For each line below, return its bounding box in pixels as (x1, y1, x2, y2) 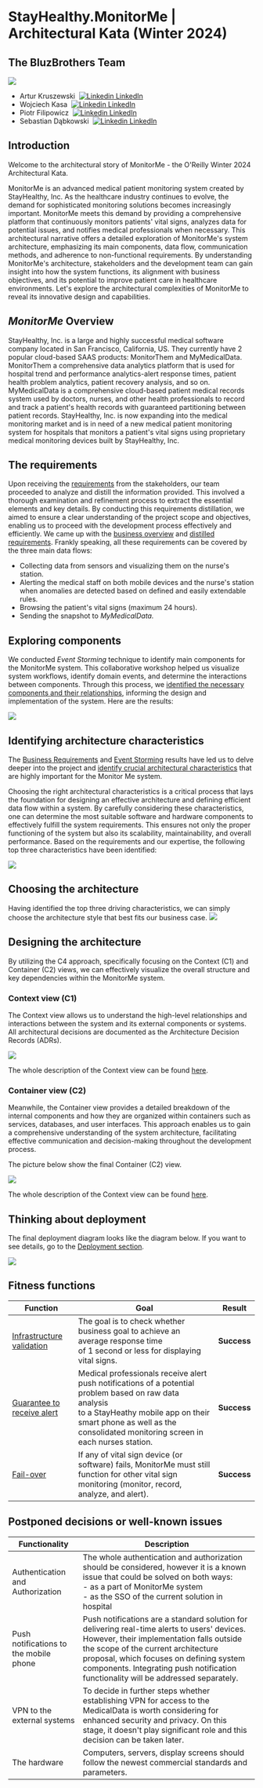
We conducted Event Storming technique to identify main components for (8, 655, 246, 664)
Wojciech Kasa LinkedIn (19, 100, 135, 109)
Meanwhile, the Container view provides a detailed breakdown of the (8, 1103, 231, 1113)
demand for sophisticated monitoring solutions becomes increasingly (8, 200, 232, 210)
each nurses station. (77, 1436, 153, 1447)
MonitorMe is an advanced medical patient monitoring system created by (8, 183, 244, 192)
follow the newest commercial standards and (82, 1757, 248, 1768)
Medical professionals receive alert (77, 1367, 207, 1378)
